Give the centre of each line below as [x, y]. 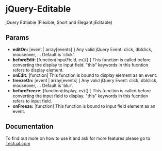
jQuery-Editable [38, 9]
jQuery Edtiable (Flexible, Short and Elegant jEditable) [59, 22]
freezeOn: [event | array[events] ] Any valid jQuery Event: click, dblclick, [85, 80]
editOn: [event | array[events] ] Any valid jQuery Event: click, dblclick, [82, 49]
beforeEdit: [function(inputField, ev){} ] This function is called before [81, 60]
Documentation [30, 126]
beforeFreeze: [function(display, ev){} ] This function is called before [81, 90]
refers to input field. [32, 101]
